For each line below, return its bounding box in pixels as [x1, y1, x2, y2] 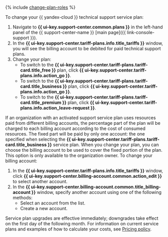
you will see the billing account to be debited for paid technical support [12, 46, 161, 51]
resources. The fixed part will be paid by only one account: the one [5, 131, 145, 137]
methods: [12, 195, 33, 200]
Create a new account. [20, 206, 68, 211]
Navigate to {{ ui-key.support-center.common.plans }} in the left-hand [12, 24, 163, 30]
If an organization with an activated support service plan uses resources [5, 115, 156, 121]
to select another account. [12, 179, 68, 184]
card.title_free [20, 67, 51, 73]
